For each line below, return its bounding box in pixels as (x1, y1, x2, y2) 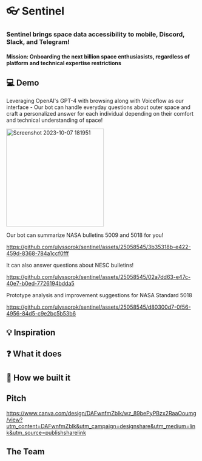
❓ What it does (6, 349, 62, 359)
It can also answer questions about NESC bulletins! (6, 261, 134, 269)
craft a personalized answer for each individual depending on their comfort (6, 110, 194, 117)
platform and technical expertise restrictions (6, 59, 121, 66)
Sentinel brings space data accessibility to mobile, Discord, (6, 30, 185, 39)
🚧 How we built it (6, 372, 71, 383)
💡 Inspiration (6, 327, 56, 337)
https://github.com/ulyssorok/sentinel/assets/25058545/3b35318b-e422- (6, 243, 191, 250)
